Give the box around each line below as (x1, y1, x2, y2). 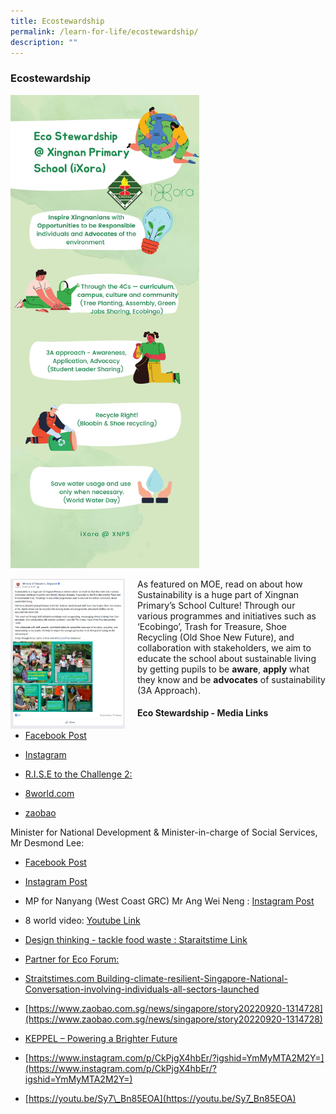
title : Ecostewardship (10, 16, 105, 26)
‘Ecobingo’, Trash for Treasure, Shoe (137, 620, 288, 632)
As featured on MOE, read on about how (137, 578, 303, 590)
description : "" (10, 37, 78, 47)
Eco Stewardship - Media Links (137, 707, 269, 719)
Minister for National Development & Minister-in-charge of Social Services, (10, 826, 318, 838)
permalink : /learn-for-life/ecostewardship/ (10, 26, 199, 37)
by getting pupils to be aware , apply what (137, 663, 310, 675)
